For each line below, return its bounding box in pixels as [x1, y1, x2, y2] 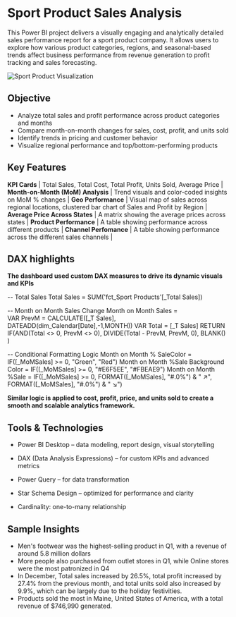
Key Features [7, 161, 67, 173]
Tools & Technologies [7, 422, 104, 434]
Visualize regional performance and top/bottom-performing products [17, 141, 218, 149]
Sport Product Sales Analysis [7, 5, 182, 21]
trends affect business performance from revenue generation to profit [7, 51, 210, 59]
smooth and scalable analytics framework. [7, 401, 135, 410]
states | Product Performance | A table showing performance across [7, 217, 208, 226]
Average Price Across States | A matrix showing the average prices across [7, 210, 226, 219]
